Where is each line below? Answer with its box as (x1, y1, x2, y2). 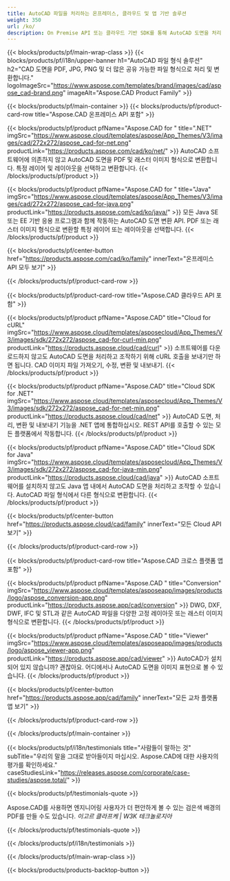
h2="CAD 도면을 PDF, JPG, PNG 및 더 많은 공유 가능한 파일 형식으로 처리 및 (7, 65, 213, 73)
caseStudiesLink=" (7, 769, 61, 777)
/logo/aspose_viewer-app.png (7, 646, 92, 655)
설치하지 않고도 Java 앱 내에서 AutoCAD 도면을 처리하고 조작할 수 (25, 482, 203, 490)
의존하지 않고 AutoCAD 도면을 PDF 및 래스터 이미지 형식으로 (30, 156, 194, 164)
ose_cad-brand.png (7, 89, 63, 97)
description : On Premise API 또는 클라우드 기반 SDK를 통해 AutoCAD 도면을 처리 (7, 29, 222, 37)
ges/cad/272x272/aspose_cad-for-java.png (7, 200, 132, 208)
